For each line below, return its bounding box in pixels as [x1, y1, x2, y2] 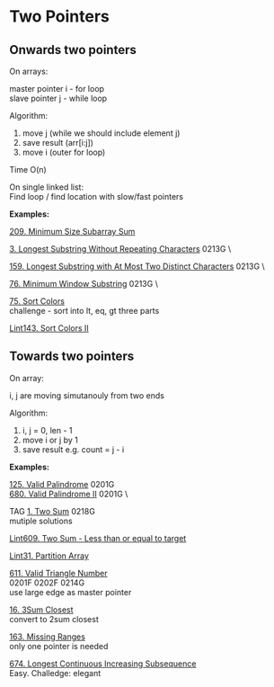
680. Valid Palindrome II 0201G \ [9, 488, 128, 499]
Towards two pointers [9, 349, 135, 364]
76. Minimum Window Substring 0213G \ [9, 279, 159, 289]
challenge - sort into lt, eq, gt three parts [9, 306, 160, 316]
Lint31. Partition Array [9, 550, 90, 561]
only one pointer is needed [9, 640, 109, 651]
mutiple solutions [9, 515, 74, 526]
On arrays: [9, 66, 49, 76]
